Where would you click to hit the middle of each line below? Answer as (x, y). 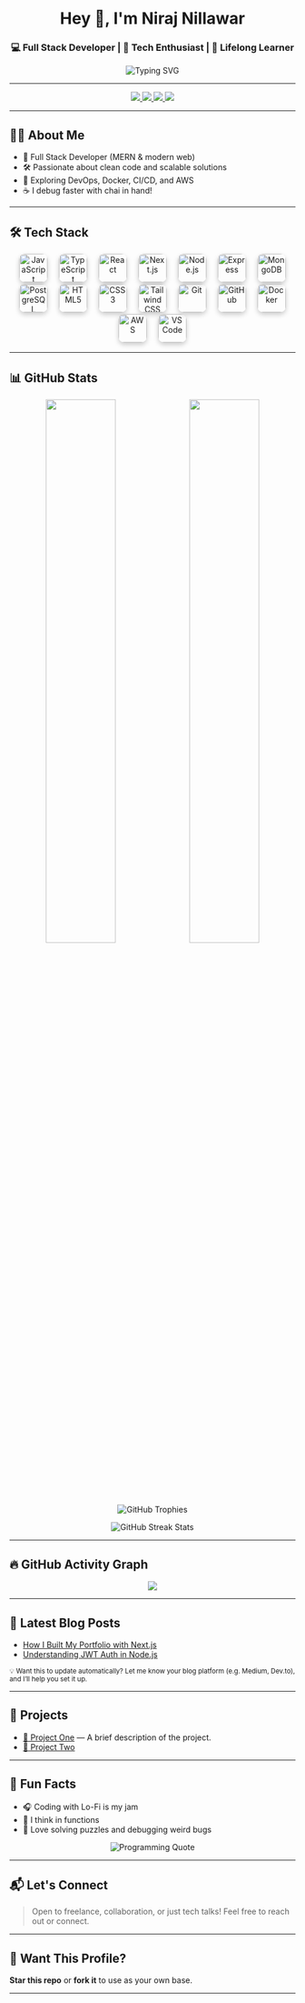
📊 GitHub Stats (54, 378)
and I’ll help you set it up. (49, 1679)
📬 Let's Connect (59, 1885)
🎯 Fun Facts (43, 1784)
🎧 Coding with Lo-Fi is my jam (80, 1807)
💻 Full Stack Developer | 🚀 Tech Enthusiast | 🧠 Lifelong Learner (152, 47)
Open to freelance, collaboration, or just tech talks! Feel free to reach (161, 1912)
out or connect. (60, 1921)
